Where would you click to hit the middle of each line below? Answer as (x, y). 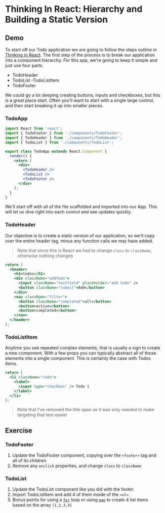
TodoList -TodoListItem (36, 80)
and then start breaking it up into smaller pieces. (54, 106)
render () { (21, 156)
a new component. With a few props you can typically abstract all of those (81, 353)
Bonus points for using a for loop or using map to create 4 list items (80, 500)
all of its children (29, 461)
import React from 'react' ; (34, 129)
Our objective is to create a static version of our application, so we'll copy (80, 235)
